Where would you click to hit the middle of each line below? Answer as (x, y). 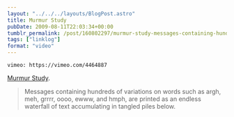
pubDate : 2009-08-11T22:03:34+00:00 (60, 26)
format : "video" (31, 46)
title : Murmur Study (37, 20)
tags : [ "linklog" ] (34, 40)
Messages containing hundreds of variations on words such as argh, (123, 92)
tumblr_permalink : (34, 33)
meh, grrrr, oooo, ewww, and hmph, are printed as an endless (113, 99)
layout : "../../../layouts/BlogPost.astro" (71, 14)
